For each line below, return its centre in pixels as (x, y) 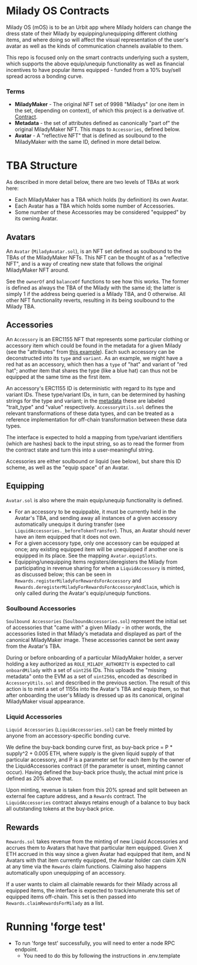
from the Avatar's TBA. (34, 646)
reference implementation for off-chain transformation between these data (96, 419)
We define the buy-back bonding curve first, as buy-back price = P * (89, 747)
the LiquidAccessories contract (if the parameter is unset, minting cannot (95, 766)
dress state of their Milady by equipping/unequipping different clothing (92, 33)
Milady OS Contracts (58, 11)
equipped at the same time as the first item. (59, 377)
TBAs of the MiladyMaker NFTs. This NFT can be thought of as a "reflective (98, 257)
